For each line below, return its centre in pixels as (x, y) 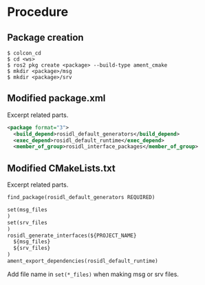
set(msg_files (28, 210)
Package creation (45, 38)
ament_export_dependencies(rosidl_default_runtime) (83, 261)
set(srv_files (28, 222)
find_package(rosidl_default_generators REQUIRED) (81, 198)
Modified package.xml (56, 98)
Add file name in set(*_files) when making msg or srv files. (93, 274)
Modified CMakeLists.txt (61, 168)
